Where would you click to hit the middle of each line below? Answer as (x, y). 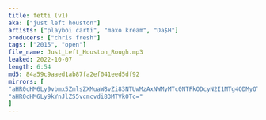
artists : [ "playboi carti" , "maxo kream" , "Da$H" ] (93, 30)
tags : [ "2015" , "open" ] (47, 45)
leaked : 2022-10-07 (40, 60)
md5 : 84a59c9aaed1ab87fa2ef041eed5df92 (74, 74)
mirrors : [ (26, 81)
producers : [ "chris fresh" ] (55, 37)
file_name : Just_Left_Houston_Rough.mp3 (76, 52)
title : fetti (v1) (38, 15)
